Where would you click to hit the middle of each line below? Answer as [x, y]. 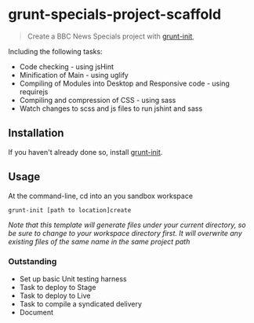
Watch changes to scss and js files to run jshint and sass [111, 108]
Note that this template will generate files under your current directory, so [127, 225]
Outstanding [33, 262]
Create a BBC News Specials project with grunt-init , [111, 36]
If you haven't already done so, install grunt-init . [85, 152]
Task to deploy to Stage [58, 287]
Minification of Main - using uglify [74, 75]
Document [36, 312]
